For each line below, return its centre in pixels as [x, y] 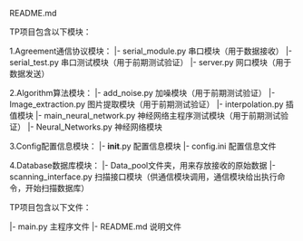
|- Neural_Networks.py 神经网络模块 [95, 127]
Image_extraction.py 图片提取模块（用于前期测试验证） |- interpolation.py [147, 104]
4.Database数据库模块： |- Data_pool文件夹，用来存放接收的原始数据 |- [143, 165]
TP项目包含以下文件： [50, 207]
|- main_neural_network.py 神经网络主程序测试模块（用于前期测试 [158, 116]
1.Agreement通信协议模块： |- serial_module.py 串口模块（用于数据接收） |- [151, 51]
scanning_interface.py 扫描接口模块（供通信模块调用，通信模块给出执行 [143, 177]
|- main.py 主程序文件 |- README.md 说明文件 [95, 227]
